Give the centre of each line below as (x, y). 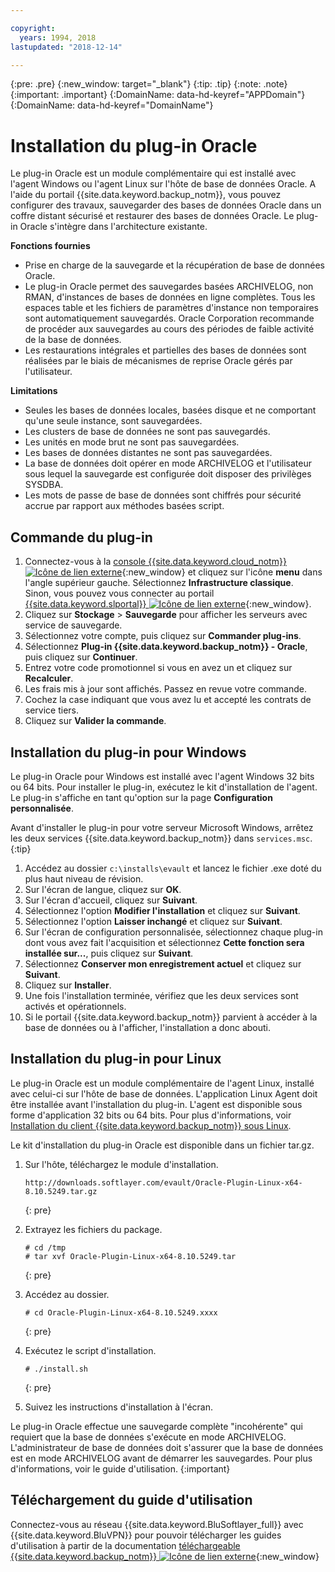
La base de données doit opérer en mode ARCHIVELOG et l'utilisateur (168, 463)
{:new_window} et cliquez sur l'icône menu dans (222, 572)
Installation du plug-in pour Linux (116, 1059)
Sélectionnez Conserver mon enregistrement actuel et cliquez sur (163, 963)
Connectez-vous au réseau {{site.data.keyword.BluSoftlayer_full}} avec (157, 1524)
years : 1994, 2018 (58, 37)
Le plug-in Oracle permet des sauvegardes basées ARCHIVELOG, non (169, 287)
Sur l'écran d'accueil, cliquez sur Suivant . (111, 900)
